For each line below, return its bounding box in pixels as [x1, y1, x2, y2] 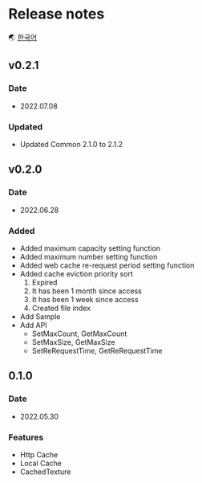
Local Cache [19, 458, 62, 468]
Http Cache [19, 449, 59, 459]
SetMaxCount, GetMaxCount [31, 329, 127, 338]
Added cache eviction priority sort [19, 268, 134, 278]
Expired [31, 277, 58, 287]
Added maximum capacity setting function [19, 243, 161, 253]
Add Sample [19, 311, 61, 321]
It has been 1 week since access [31, 294, 139, 304]
